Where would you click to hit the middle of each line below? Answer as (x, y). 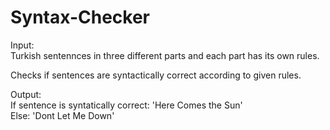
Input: (22, 45)
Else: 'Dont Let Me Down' (62, 115)
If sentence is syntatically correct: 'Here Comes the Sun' (126, 105)
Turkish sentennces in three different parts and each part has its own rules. (165, 55)
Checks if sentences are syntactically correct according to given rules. (156, 75)
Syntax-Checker (80, 17)
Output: (26, 94)
